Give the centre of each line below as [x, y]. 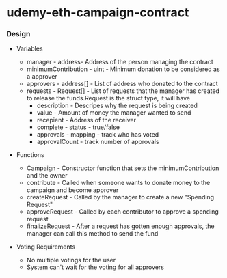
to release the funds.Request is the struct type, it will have [108, 98]
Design [18, 34]
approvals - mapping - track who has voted [98, 135]
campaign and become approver [72, 190]
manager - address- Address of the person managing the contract [120, 62]
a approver [42, 77]
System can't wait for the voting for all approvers [95, 267]
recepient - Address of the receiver [86, 120]
